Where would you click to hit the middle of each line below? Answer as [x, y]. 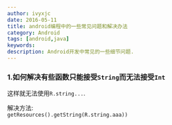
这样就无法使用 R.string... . [46, 93]
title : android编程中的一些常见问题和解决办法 [67, 26]
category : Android [34, 33]
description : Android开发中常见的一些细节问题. [71, 52]
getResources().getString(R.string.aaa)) [68, 115]
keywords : [21, 45]
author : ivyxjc [29, 13]
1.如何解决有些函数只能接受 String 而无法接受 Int [86, 77]
